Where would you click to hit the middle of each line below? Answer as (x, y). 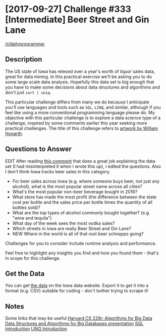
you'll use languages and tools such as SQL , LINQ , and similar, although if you (83, 107)
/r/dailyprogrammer (25, 44)
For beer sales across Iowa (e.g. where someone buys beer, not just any (86, 181)
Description (24, 60)
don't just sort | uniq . (28, 92)
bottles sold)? (26, 207)
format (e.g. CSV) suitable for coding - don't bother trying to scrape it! (77, 291)
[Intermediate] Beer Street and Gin (77, 20)
